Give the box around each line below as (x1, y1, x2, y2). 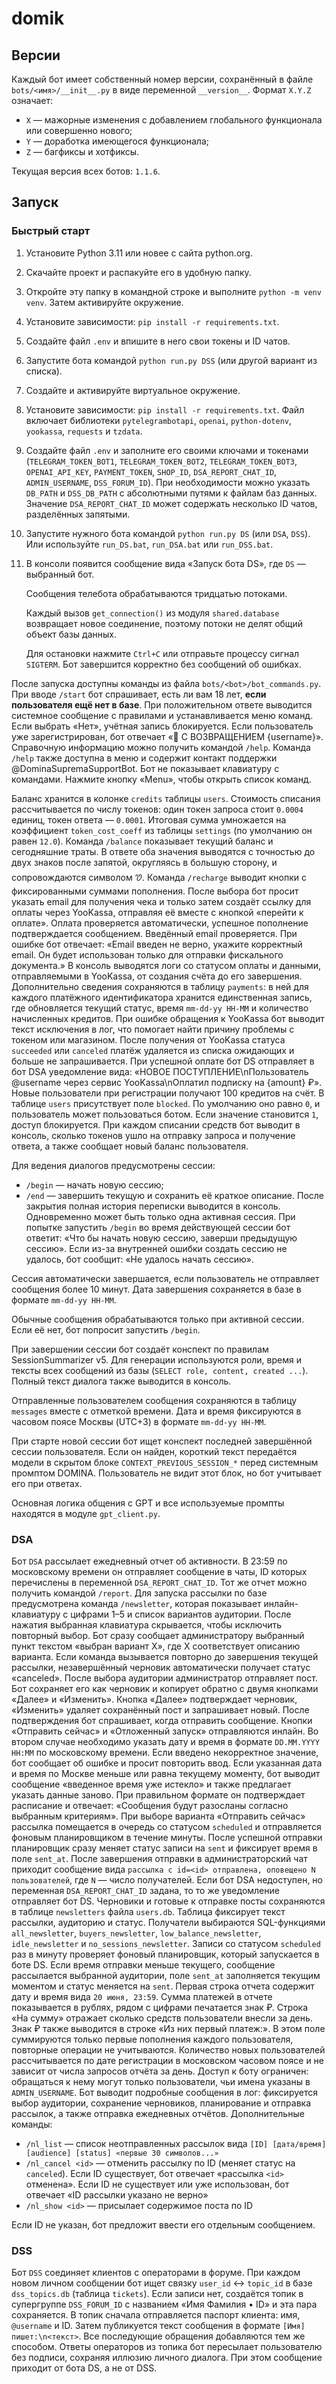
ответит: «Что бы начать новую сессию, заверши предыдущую (25, 1232, 298, 1244)
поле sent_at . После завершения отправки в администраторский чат (11, 1852, 308, 1864)
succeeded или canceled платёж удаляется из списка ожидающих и (11, 1044, 295, 1056)
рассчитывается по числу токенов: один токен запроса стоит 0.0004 (11, 803, 304, 815)
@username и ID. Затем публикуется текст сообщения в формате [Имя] (11, 2320, 306, 2332)
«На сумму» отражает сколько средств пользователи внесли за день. (11, 2012, 313, 2024)
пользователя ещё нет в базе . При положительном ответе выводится (11, 698, 313, 711)
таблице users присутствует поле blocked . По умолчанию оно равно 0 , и (11, 1097, 321, 1109)
